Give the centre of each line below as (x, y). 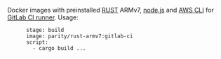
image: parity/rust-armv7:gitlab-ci (79, 36)
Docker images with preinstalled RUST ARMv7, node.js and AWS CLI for (110, 10)
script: (37, 42)
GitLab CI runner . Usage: (43, 17)
